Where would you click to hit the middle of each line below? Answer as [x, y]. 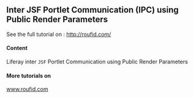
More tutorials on [28, 75]
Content [17, 48]
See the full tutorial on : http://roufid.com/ [59, 34]
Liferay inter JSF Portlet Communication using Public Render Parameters [97, 62]
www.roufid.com [27, 89]
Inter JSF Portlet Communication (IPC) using [93, 10]
